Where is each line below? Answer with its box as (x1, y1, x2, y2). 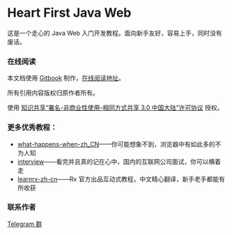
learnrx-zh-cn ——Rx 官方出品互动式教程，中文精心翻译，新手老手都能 (17, 174, 219, 183)
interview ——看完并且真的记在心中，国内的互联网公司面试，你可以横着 (17, 157, 222, 165)
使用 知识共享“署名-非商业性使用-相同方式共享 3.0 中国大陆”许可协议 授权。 (7, 103, 224, 112)
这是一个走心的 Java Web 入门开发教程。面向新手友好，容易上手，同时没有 (7, 29, 222, 37)
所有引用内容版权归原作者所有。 (7, 89, 99, 97)
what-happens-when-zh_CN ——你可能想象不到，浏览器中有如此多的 (17, 139, 215, 148)
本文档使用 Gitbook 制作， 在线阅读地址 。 (7, 74, 125, 82)
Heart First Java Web (7, 5, 132, 21)
